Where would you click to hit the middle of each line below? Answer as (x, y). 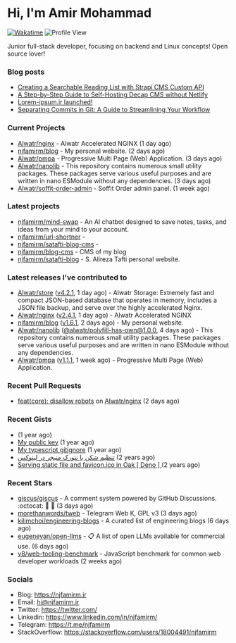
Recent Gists (30, 419)
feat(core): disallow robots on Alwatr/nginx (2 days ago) (98, 401)
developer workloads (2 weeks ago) (70, 561)
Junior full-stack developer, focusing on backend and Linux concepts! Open (118, 46)
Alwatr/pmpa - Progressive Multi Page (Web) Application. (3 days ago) (120, 158)
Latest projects (33, 206)
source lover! (26, 54)
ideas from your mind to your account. (73, 229)
